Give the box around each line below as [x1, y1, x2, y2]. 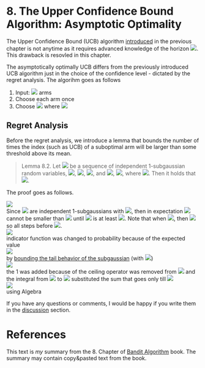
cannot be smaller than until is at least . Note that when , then [6, 214, 188, 222]
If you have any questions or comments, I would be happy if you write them [6, 299, 196, 307]
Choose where [15, 102, 60, 110]
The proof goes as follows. [6, 189, 74, 196]
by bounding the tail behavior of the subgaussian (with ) [6, 254, 154, 261]
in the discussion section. [6, 306, 71, 314]
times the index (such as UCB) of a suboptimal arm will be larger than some [6, 143, 197, 151]
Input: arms [15, 89, 52, 96]
